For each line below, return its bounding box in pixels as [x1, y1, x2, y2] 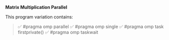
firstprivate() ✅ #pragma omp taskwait [17, 29, 98, 35]
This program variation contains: [5, 14, 74, 19]
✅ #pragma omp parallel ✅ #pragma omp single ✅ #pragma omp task [17, 23, 164, 29]
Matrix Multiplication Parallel [5, 4, 67, 10]
